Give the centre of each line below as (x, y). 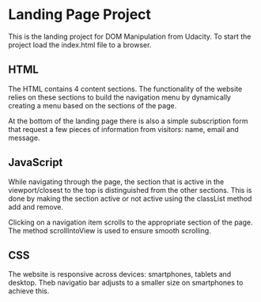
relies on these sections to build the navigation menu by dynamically (120, 97)
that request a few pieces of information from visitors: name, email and (123, 129)
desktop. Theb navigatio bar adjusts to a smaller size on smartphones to (126, 283)
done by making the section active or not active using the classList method (130, 198)
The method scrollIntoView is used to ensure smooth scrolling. (110, 230)
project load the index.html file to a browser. (80, 44)
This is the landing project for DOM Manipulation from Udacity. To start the (130, 36)
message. (24, 138)
